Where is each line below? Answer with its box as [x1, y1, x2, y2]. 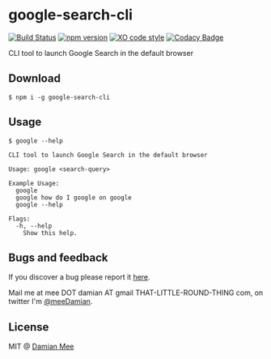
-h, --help [15, 221, 53, 230]
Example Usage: [8, 179, 60, 187]
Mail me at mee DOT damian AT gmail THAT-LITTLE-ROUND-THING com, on [8, 288, 264, 297]
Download [8, 71, 61, 86]
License [8, 320, 49, 334]
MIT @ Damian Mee [8, 342, 74, 352]
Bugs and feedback [8, 250, 108, 264]
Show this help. [23, 229, 78, 237]
